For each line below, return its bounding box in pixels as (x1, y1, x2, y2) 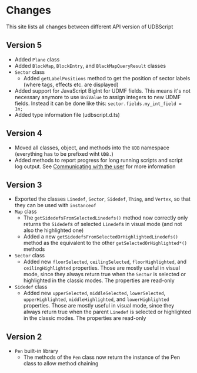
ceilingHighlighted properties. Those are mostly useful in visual (23, 264, 181, 271)
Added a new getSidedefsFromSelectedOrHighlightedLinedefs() (23, 233, 178, 240)
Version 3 (6, 179, 42, 189)
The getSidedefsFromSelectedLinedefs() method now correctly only (23, 214, 188, 221)
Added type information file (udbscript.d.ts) (14, 111, 121, 118)
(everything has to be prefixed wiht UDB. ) (14, 150, 113, 157)
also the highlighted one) (23, 227, 84, 234)
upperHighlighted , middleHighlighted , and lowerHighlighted (23, 296, 169, 303)
